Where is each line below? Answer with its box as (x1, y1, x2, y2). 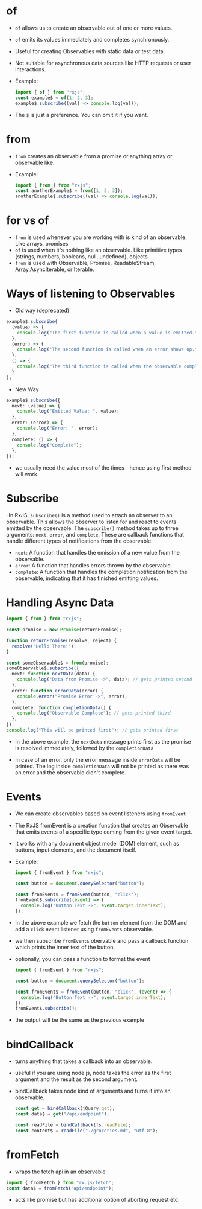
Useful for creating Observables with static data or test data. (14, 47, 165, 55)
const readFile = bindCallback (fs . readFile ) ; (14, 1122, 131, 1128)
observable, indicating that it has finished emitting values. (14, 575, 158, 582)
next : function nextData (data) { (11, 671, 96, 677)
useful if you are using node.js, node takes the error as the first (14, 1070, 171, 1077)
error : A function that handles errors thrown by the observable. (14, 562, 173, 569)
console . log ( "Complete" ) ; (17, 442, 82, 448)
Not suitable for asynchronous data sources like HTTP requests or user (14, 59, 191, 66)
